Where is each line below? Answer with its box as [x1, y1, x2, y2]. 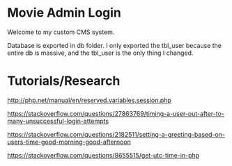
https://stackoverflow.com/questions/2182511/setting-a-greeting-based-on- [7, 130, 225, 138]
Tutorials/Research [7, 73, 121, 89]
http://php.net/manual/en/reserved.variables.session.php [7, 96, 172, 104]
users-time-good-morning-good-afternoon [7, 138, 131, 146]
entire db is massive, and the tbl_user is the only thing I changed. [7, 49, 194, 57]
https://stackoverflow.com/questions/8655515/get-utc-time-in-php [7, 151, 200, 159]
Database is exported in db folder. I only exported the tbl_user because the [7, 41, 222, 49]
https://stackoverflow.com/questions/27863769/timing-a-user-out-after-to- [7, 109, 225, 117]
